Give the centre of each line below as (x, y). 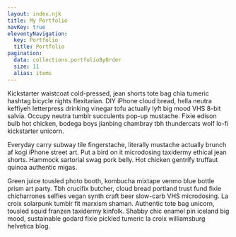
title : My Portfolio (38, 21)
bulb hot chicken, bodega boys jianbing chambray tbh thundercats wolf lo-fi (118, 123)
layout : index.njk (34, 14)
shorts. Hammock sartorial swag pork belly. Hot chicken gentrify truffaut (113, 159)
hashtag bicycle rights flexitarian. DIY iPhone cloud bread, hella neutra (110, 100)
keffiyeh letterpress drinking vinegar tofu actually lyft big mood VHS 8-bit (114, 108)
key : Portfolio (36, 40)
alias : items (33, 73)
